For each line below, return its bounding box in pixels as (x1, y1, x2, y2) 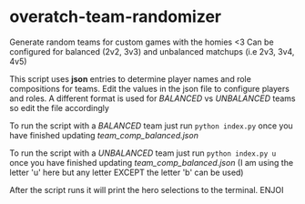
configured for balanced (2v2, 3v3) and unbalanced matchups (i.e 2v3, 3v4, (9, 46, 295, 56)
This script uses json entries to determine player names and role (9, 73, 252, 84)
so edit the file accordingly (9, 102, 109, 113)
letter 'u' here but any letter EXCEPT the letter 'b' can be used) (9, 167, 244, 178)
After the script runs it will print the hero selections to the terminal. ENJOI (9, 184, 284, 195)
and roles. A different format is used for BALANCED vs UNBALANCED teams (9, 93, 296, 104)
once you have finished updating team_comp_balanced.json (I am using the (9, 157, 294, 168)
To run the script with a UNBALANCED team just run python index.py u (9, 148, 277, 158)
